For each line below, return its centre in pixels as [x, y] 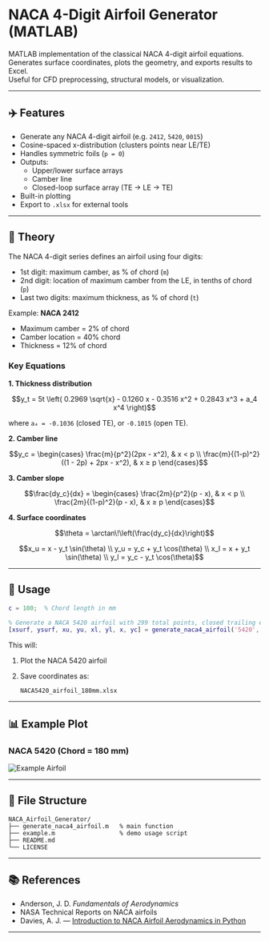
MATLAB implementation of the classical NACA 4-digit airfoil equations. [126, 54]
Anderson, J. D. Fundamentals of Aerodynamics [99, 903]
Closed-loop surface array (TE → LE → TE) [102, 187]
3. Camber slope [36, 478]
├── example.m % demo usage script [98, 833]
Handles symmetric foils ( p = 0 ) [72, 153]
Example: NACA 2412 [44, 313]
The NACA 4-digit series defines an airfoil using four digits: [106, 256]
